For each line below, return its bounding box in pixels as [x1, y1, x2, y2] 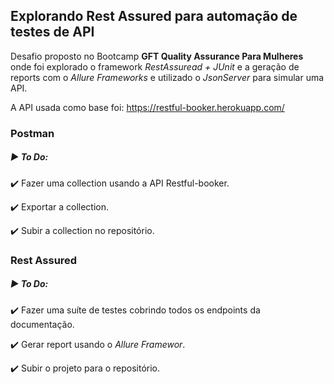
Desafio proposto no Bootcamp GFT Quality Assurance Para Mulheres [10, 50, 304, 62]
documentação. [10, 318, 75, 330]
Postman [10, 126, 55, 140]
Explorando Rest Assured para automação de [10, 8, 298, 25]
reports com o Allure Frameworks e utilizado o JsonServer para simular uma [10, 71, 325, 83]
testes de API [10, 24, 95, 41]
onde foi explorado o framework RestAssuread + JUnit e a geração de [10, 60, 300, 73]
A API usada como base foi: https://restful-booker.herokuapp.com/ [10, 101, 285, 113]
